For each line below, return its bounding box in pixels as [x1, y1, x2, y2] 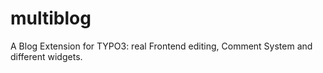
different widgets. [10, 50, 83, 62]
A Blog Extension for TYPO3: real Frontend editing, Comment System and [10, 40, 313, 52]
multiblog [10, 7, 92, 30]
